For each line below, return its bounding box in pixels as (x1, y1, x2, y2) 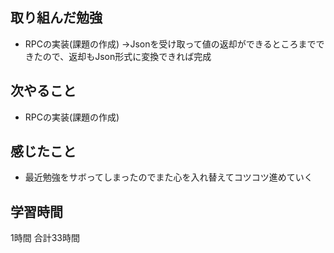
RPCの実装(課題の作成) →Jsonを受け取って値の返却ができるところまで (24, 38, 317, 50)
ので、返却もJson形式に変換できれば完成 (42, 50, 212, 62)
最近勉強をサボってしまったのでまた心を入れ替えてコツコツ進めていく (24, 171, 313, 183)
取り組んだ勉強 (10, 9, 103, 27)
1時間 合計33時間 (10, 232, 80, 244)
